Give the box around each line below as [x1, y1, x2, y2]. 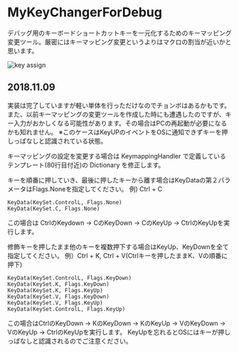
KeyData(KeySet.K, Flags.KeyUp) [7, 287, 103, 294]
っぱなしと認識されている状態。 [13, 137, 107, 145]
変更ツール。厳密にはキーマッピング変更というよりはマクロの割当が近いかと [7, 37, 232, 46]
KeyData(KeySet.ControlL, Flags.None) [7, 198, 122, 206]
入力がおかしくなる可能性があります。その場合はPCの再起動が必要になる [13, 119, 228, 127]
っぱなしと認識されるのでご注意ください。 [7, 336, 132, 345]
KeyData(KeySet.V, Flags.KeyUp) [7, 299, 103, 306]
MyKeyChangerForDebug [7, 4, 162, 21]
